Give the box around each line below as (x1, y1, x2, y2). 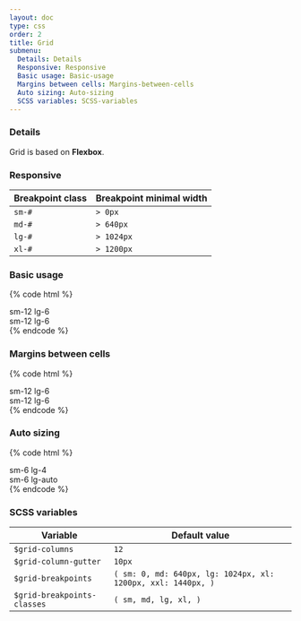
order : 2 (9, 30, 42, 39)
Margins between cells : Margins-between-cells (17, 80, 194, 89)
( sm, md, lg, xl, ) (113, 595, 202, 605)
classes (13, 599, 47, 609)
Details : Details (17, 55, 82, 64)
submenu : (9, 47, 42, 56)
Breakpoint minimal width (95, 192, 208, 204)
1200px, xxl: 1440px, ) (113, 578, 215, 588)
